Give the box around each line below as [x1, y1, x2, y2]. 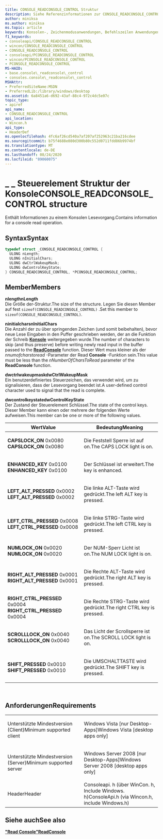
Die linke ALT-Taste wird [84, 485, 140, 492]
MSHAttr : [5, 80, 23, 84]
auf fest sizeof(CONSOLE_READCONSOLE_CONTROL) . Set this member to [5, 306, 138, 312]
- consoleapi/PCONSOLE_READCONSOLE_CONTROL [5, 52, 95, 58]
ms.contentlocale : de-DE [5, 148, 55, 153]
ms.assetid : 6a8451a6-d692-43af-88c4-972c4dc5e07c [5, 93, 110, 98]
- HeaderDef [5, 130, 29, 135]
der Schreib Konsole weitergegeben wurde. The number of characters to [5, 337, 150, 342]
